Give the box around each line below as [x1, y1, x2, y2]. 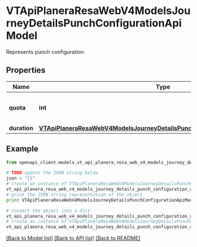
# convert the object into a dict [6, 208, 91, 214]
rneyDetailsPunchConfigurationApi [6, 16, 182, 30]
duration [9, 124, 33, 132]
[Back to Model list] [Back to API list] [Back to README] [6, 235, 141, 242]
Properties [6, 66, 46, 76]
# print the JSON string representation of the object [6, 191, 143, 197]
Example [6, 144, 39, 154]
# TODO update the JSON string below [6, 170, 98, 176]
